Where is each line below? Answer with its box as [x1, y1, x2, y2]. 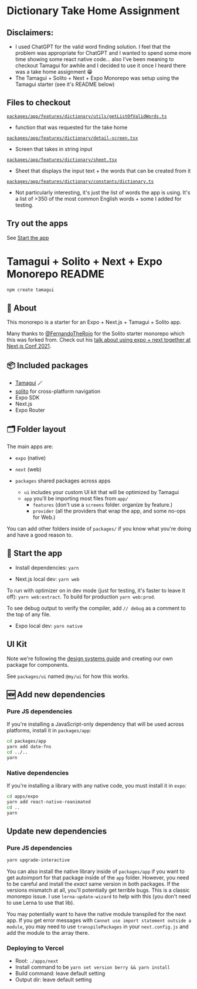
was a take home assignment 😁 [15, 68, 93, 75]
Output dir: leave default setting [15, 976, 92, 983]
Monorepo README [6, 267, 105, 280]
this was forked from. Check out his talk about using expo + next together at [6, 336, 191, 343]
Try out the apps [6, 219, 68, 229]
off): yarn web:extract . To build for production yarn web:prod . [6, 593, 156, 600]
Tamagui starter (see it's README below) [15, 81, 115, 88]
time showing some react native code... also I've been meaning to [15, 56, 174, 62]
